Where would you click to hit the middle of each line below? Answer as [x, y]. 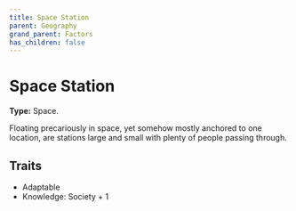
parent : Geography [43, 26]
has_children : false [48, 42]
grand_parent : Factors [51, 34]
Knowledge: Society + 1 [65, 196]
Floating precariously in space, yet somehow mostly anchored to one [136, 128]
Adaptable [41, 187]
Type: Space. [34, 111]
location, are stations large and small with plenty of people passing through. [148, 138]
